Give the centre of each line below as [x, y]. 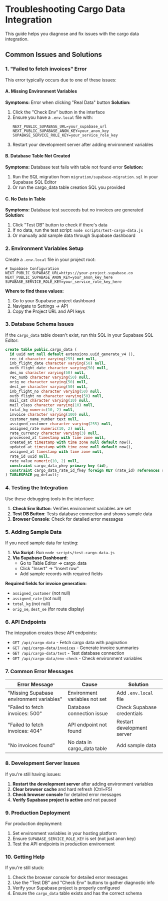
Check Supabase [137, 707]
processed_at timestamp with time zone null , [58, 438]
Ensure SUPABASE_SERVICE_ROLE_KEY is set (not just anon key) [74, 839]
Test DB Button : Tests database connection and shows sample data [82, 514]
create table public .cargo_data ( [41, 349]
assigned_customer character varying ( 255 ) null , [61, 424]
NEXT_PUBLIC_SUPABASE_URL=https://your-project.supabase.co [69, 273]
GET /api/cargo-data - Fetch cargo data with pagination [70, 643]
